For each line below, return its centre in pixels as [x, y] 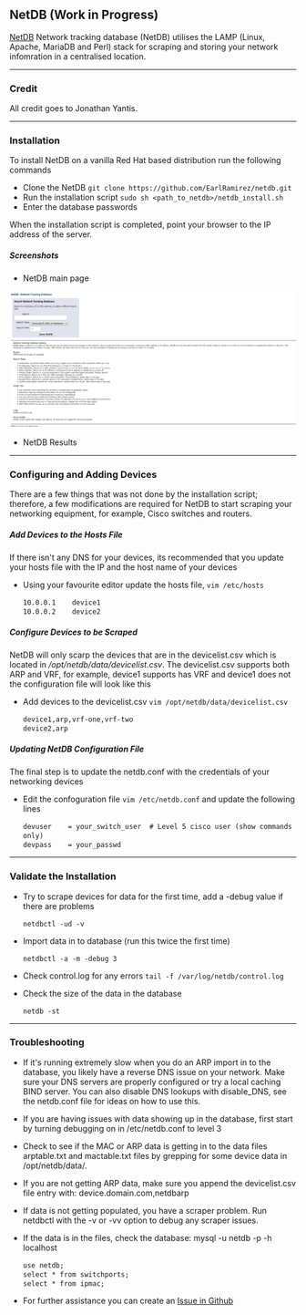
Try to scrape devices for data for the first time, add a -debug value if [153, 896]
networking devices [46, 782]
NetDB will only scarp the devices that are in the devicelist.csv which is [143, 655]
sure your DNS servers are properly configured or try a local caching [152, 1082]
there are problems [58, 906]
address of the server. [51, 234]
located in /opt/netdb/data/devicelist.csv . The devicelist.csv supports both [149, 665]
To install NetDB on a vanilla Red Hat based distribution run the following [145, 160]
